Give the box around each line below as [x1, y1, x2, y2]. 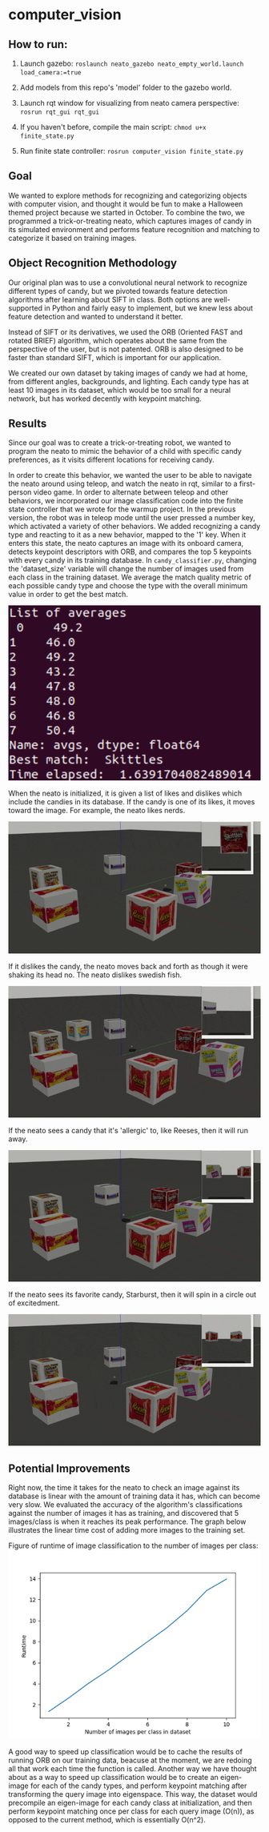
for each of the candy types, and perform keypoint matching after [30, 1781, 247, 1790]
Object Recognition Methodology [8, 256, 178, 270]
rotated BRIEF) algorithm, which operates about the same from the [8, 335, 227, 345]
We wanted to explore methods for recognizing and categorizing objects [8, 190, 247, 200]
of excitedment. [8, 1298, 60, 1308]
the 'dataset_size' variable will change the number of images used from [8, 564, 244, 574]
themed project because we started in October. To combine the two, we [8, 207, 246, 217]
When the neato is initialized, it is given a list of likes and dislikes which [8, 788, 243, 798]
